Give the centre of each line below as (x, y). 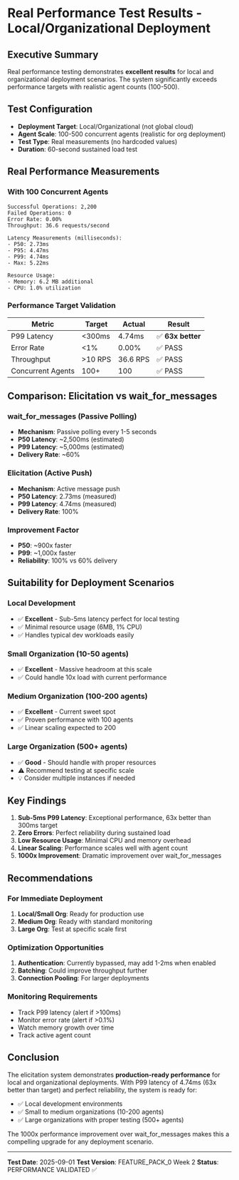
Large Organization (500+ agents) (68, 747)
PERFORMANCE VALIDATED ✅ (52, 1169)
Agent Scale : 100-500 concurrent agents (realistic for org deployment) (122, 134)
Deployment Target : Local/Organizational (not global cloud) (106, 126)
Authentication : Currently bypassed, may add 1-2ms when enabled (117, 963)
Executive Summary (53, 55)
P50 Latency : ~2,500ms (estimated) (71, 439)
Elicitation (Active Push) (50, 473)
